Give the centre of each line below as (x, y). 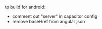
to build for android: (25, 7)
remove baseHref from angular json (49, 22)
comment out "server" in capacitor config (55, 16)
